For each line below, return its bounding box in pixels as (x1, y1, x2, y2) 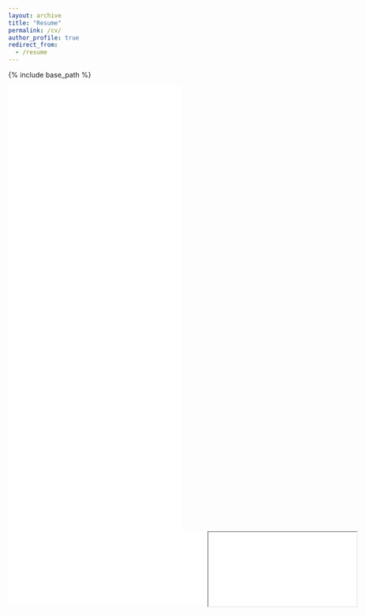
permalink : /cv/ (8, 26, 62, 34)
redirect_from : (8, 41, 58, 49)
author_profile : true (8, 33, 80, 42)
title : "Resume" (8, 19, 62, 27)
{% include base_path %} (8, 70, 92, 79)
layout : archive (8, 11, 62, 20)
